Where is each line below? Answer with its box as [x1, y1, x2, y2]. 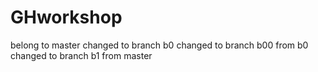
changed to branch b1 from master [10, 49, 153, 61]
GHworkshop [10, 6, 123, 29]
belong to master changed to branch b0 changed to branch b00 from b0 [10, 39, 309, 51]
